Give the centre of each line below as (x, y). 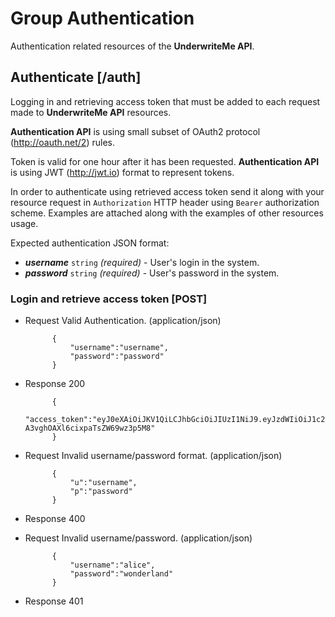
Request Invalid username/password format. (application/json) (153, 456)
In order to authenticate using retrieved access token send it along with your (167, 191)
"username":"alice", (112, 565)
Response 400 (55, 519)
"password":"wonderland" (121, 574)
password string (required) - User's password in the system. (152, 273)
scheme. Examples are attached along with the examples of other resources (167, 213)
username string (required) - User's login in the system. (142, 262)
